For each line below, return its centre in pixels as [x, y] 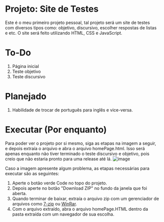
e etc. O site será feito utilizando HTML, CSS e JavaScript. [64, 33]
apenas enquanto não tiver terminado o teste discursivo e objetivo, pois [77, 154]
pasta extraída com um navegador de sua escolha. [63, 214]
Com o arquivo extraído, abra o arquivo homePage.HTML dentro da [80, 209]
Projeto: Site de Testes [52, 9]
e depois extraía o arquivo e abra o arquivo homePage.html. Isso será [75, 148]
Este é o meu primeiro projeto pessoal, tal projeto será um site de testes [78, 22]
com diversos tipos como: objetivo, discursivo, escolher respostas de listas [81, 27]
